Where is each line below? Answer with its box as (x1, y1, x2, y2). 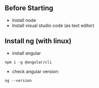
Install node (11, 17, 36, 23)
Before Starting (4, 4, 53, 12)
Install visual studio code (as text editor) (11, 22, 94, 28)
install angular (11, 50, 41, 56)
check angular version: (11, 68, 59, 74)
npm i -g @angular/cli (4, 60, 52, 65)
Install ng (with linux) (4, 37, 72, 45)
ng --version (4, 78, 32, 83)
